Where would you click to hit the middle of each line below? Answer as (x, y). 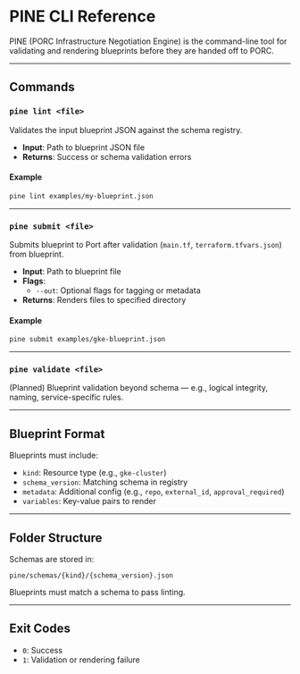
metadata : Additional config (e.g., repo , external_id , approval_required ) (153, 492)
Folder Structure (56, 538)
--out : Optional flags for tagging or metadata (118, 291)
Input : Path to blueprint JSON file (83, 147)
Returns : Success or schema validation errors (107, 156)
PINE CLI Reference (83, 17)
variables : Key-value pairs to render (89, 501)
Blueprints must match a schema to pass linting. (97, 592)
